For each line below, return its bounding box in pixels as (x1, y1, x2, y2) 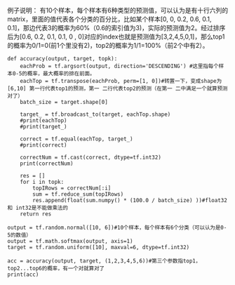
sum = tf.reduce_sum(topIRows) (32, 191, 124, 198)
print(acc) (7, 271, 39, 278)
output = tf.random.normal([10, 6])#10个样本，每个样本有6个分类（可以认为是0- (7, 224, 227, 231)
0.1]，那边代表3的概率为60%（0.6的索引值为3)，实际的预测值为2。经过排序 (7, 24, 226, 32)
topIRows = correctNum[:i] (32, 185, 112, 192)
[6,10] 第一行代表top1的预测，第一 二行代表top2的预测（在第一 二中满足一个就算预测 (7, 85, 228, 92)
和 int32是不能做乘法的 (7, 204, 69, 211)
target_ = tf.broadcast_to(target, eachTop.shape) (20, 111, 171, 118)
